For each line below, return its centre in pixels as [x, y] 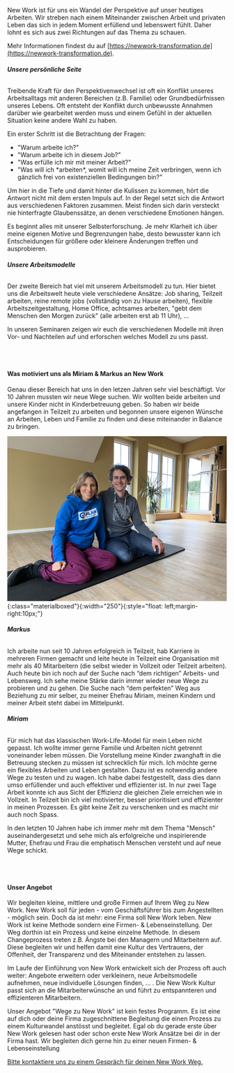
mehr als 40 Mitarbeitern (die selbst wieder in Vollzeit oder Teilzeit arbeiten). [117, 666]
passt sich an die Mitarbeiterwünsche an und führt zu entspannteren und [112, 991]
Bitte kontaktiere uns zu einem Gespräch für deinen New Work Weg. [105, 1062]
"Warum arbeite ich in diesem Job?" [69, 155]
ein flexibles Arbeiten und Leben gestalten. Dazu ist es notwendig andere [112, 770]
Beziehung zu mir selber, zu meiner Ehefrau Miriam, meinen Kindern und [111, 695]
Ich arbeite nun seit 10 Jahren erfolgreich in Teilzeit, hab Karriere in [103, 651]
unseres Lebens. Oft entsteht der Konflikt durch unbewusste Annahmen [110, 106]
